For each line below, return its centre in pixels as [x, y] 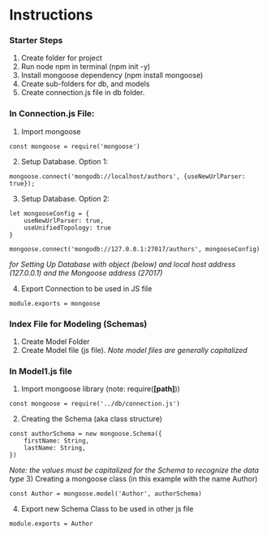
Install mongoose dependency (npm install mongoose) [112, 76]
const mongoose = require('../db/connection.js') [95, 404]
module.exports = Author [51, 524]
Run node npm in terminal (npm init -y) [86, 67]
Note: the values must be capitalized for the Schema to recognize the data [134, 470]
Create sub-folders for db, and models [85, 84]
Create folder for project [61, 58]
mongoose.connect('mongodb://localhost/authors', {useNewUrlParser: [127, 176]
